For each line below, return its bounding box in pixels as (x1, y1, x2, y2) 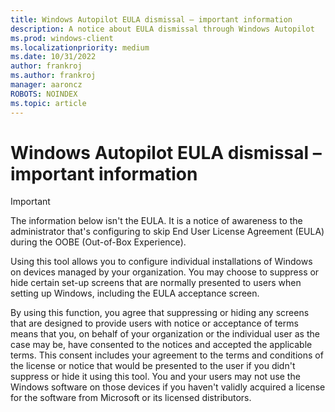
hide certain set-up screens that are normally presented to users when (10, 277, 302, 289)
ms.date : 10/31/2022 (10, 52, 97, 62)
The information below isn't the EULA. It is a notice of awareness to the (10, 215, 303, 227)
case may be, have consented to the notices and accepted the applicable (10, 339, 313, 351)
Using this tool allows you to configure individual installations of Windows (10, 256, 313, 268)
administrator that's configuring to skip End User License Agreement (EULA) (10, 226, 325, 238)
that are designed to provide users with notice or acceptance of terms (10, 317, 299, 330)
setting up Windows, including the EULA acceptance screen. (10, 287, 260, 300)
